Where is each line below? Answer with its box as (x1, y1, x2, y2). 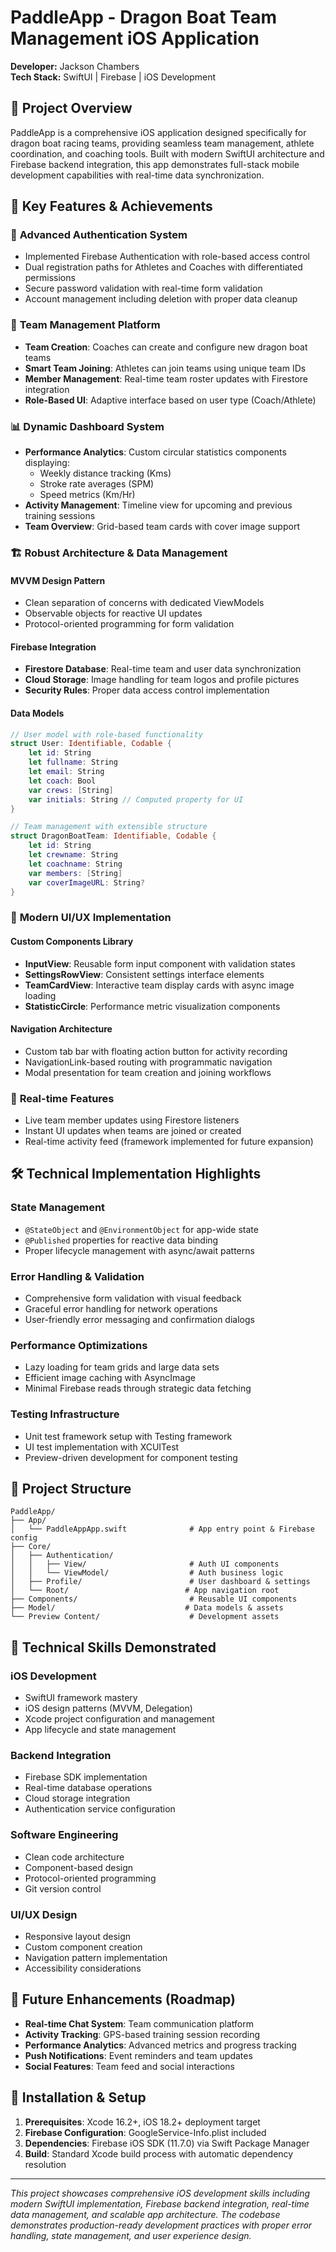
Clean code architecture (24, 1851, 125, 1863)
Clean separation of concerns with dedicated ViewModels (24, 597, 265, 609)
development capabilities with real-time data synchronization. (10, 169, 265, 181)
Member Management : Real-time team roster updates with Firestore (24, 372, 308, 385)
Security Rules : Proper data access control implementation (24, 684, 270, 696)
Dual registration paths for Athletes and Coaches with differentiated (24, 261, 303, 273)
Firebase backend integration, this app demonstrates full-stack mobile (10, 158, 300, 170)
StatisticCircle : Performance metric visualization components (24, 1000, 281, 1012)
